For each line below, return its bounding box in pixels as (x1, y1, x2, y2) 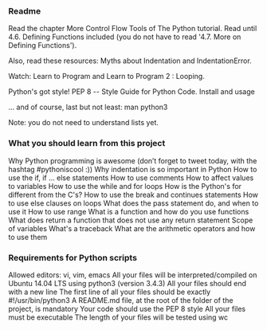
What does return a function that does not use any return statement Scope (8, 215, 253, 225)
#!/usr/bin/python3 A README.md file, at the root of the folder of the (8, 295, 234, 304)
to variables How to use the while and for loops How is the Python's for (8, 181, 241, 191)
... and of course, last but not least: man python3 (8, 102, 168, 112)
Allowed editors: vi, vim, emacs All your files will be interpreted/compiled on (8, 269, 257, 280)
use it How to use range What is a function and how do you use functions (8, 206, 249, 216)
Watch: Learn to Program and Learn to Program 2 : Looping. (8, 72, 205, 81)
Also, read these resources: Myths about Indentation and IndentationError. (8, 56, 253, 65)
